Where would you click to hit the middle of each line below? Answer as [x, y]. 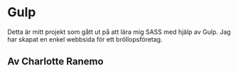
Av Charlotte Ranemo [56, 62]
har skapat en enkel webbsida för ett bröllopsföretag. [85, 39]
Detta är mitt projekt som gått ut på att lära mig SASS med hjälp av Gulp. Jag [119, 32]
